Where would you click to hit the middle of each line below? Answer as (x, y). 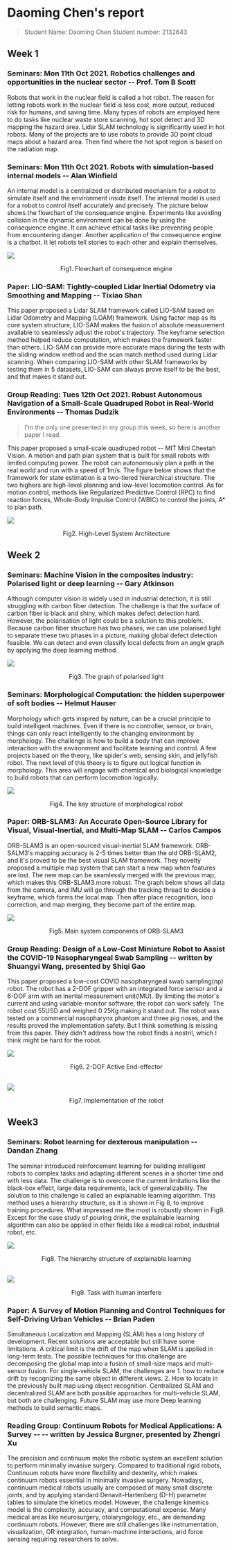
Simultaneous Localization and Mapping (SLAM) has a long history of (106, 1334)
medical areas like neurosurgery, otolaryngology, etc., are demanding (106, 1517)
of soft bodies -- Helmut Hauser (62, 703)
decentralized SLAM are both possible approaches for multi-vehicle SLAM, (114, 1393)
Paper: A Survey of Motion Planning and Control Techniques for (116, 1310)
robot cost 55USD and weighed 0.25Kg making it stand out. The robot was (113, 1011)
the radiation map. (33, 149)
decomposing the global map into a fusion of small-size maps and (101, 1363)
